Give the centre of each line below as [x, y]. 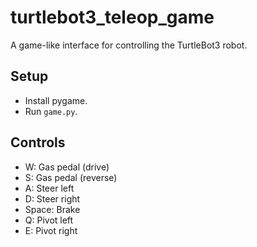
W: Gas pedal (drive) [67, 167]
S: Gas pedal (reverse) [71, 177]
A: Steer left [49, 188]
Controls [38, 142]
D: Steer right [52, 198]
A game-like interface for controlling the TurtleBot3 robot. [129, 45]
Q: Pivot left [49, 220]
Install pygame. [56, 100]
